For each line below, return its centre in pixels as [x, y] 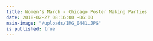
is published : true [31, 29]
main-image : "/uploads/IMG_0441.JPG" [54, 23]
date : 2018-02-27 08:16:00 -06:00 [50, 17]
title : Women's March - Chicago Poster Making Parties [77, 12]
